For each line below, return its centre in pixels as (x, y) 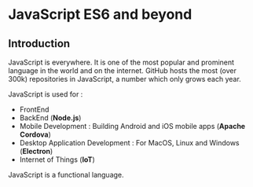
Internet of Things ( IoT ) (57, 159)
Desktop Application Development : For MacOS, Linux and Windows (129, 143)
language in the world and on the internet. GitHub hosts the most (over (123, 71)
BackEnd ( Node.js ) (50, 118)
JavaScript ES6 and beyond (100, 15)
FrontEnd (34, 109)
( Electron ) (36, 151)
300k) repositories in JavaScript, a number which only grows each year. (125, 79)
